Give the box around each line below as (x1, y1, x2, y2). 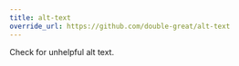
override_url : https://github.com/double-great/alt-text (9, 22, 231, 31)
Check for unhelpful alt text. (9, 46, 115, 57)
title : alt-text (9, 13, 71, 23)
